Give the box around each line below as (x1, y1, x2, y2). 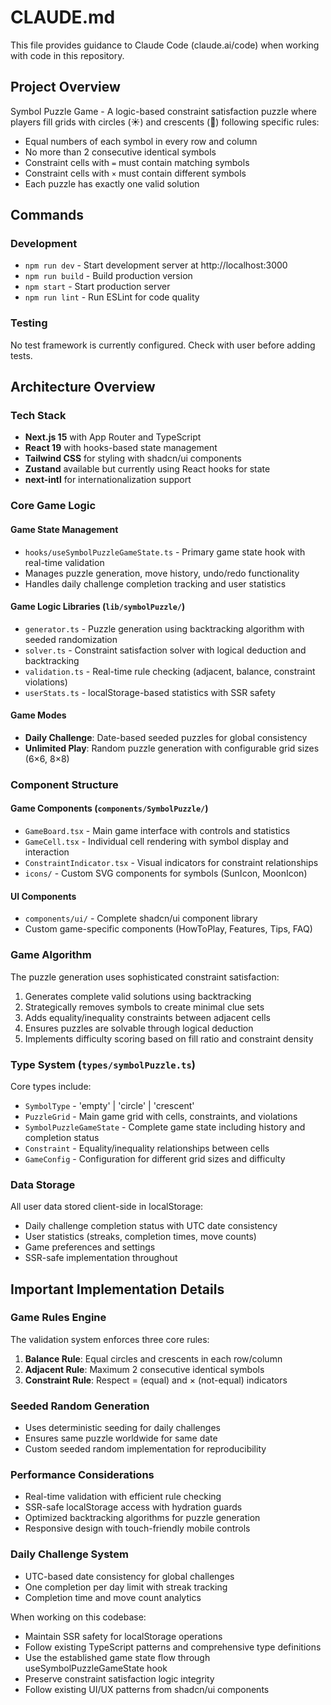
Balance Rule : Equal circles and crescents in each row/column (24, 1352, 283, 1365)
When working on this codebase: (10, 1611, 147, 1623)
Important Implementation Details (10, 1281, 225, 1298)
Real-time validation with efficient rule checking (24, 1491, 222, 1503)
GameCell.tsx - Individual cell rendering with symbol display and (24, 836, 289, 848)
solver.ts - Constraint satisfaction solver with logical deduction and (24, 644, 307, 656)
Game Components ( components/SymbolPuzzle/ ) (10, 802, 209, 815)
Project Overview (10, 79, 121, 96)
